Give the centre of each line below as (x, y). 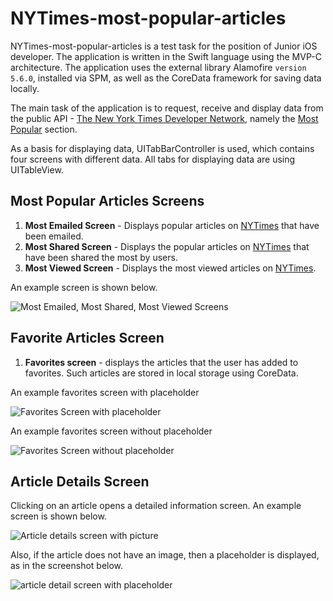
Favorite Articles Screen (87, 338)
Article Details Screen (80, 481)
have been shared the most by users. (101, 257)
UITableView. (37, 169)
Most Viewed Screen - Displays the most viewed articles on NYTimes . (170, 268)
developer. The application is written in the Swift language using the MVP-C (166, 56)
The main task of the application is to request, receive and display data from (167, 108)
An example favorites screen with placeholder (105, 392)
